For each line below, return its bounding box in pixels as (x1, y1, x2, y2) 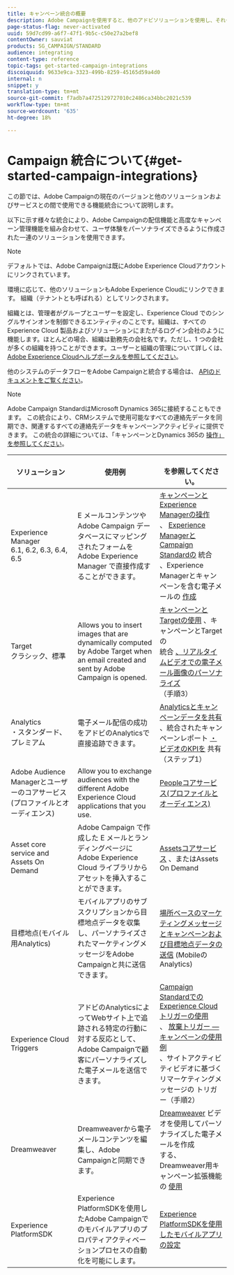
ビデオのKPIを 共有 (159, 744, 221, 754)
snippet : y (7, 82, 39, 89)
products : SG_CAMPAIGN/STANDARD (7, 43, 101, 50)
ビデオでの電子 (166, 657, 216, 667)
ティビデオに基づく (159, 1063, 222, 1073)
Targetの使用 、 (159, 615, 211, 625)
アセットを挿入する (77, 873, 141, 883)
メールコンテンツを (77, 1134, 141, 1144)
